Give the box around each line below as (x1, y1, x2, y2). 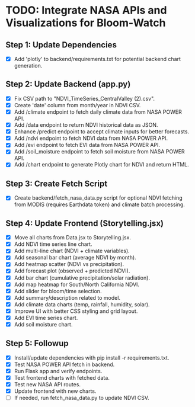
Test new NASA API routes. (14, 381, 81, 388)
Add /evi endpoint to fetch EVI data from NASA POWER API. (14, 142, 161, 149)
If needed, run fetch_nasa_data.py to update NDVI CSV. (14, 395, 149, 402)
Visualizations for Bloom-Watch (5, 16, 166, 30)
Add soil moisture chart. (14, 321, 73, 328)
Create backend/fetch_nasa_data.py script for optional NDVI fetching (14, 194, 183, 201)
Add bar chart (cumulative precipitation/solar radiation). (14, 274, 151, 281)
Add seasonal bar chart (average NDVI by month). (14, 254, 137, 261)
